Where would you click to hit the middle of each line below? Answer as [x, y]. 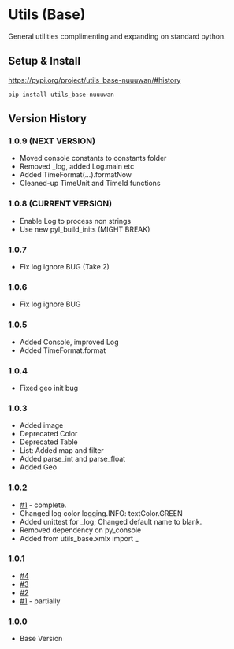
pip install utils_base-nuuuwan [61, 95]
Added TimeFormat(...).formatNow [76, 175]
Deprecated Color [48, 434]
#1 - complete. [43, 505]
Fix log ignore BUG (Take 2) [65, 267]
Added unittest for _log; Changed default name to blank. [111, 521]
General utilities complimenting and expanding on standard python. [117, 36]
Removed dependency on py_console [80, 530]
